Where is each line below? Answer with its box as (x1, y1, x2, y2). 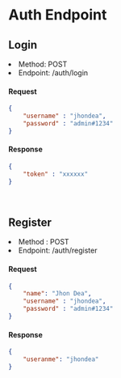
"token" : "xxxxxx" (23, 170, 89, 178)
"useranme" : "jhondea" (23, 355, 99, 363)
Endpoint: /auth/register (19, 245, 98, 256)
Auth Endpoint (8, 6, 107, 24)
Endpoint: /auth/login (19, 68, 89, 78)
